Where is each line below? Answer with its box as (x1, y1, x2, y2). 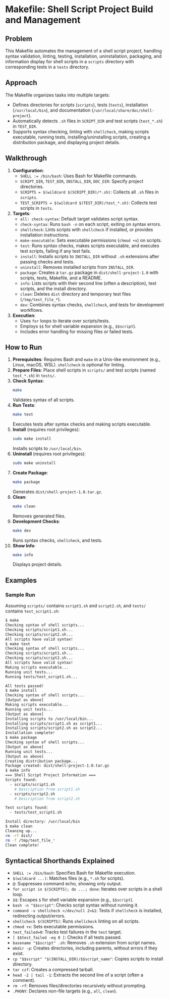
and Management (5, 14, 81, 26)
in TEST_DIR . (12, 123, 37, 129)
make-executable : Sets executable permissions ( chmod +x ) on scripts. (20, 237, 162, 243)
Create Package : (12, 469, 48, 475)
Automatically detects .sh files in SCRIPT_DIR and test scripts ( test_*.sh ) (12, 118, 163, 124)
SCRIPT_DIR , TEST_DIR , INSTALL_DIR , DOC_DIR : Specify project (20, 178, 144, 184)
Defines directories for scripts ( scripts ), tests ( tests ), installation (12, 102, 148, 108)
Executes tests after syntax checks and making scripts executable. (12, 421, 151, 427)
